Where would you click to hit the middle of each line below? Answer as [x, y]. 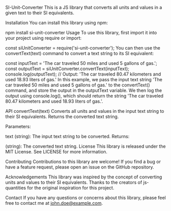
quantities [16, 188]
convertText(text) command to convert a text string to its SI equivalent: [80, 53]
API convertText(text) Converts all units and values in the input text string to [85, 111]
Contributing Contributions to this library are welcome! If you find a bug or [83, 161]
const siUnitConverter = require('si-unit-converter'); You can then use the [83, 48]
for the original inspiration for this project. [71, 188]
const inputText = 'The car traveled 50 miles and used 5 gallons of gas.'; [81, 63]
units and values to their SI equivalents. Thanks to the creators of [74, 182]
